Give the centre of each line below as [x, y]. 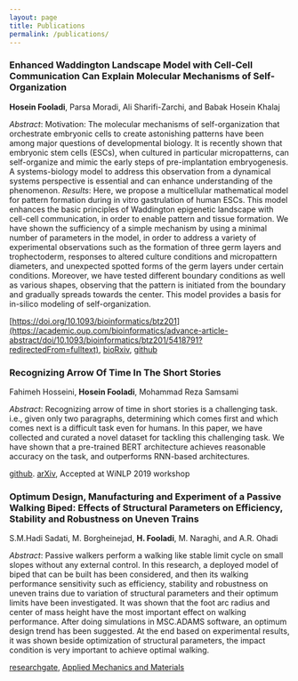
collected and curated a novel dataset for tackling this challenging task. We [147, 437]
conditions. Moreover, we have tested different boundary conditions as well [147, 275]
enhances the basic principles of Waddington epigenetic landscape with [141, 209]
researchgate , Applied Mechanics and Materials [97, 668]
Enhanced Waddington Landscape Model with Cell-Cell [131, 65]
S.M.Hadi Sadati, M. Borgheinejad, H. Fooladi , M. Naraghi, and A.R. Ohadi [144, 539]
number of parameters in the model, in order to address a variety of [133, 238]
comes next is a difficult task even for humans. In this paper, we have [136, 427]
